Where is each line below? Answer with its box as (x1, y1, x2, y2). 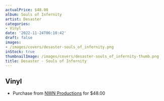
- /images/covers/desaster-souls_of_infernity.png (5, 44, 114, 49)
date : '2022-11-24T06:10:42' (5, 30, 67, 35)
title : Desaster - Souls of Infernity (5, 58, 87, 63)
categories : (5, 21, 30, 26)
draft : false (5, 35, 33, 40)
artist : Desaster (5, 16, 42, 21)
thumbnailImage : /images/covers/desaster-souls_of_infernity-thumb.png (5, 53, 159, 59)
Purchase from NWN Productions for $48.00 (12, 90, 105, 96)
